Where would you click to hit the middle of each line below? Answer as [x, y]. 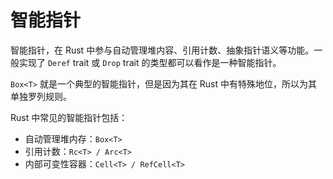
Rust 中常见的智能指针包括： [69, 117]
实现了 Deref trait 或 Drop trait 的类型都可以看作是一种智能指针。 [150, 62]
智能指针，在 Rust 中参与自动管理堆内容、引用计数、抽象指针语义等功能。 [162, 50]
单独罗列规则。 [41, 96]
